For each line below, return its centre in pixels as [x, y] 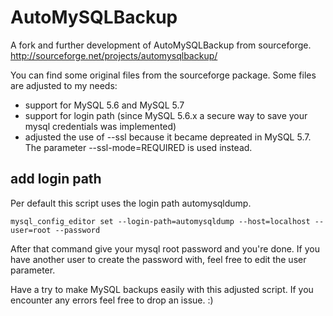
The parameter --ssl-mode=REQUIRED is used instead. [138, 147]
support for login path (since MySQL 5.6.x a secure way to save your [166, 115]
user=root [31, 230]
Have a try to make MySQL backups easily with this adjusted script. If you [162, 289]
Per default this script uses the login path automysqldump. [131, 203]
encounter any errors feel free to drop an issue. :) [112, 300]
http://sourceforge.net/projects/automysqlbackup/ [114, 55]
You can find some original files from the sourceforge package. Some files [163, 75]
